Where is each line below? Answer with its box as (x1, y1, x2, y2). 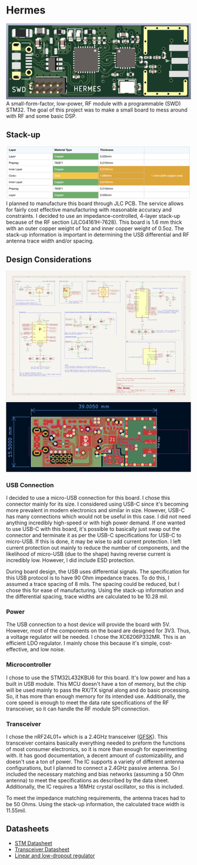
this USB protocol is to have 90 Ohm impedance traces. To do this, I (6, 574, 170, 581)
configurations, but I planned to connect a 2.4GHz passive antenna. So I (6, 764, 181, 771)
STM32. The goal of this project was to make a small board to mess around (6, 106, 188, 113)
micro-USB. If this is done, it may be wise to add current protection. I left (6, 538, 181, 545)
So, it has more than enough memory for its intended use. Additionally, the (6, 692, 186, 699)
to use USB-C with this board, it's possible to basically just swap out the (6, 526, 180, 533)
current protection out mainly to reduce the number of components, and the (6, 544, 189, 551)
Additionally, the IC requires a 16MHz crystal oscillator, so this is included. (6, 783, 184, 790)
